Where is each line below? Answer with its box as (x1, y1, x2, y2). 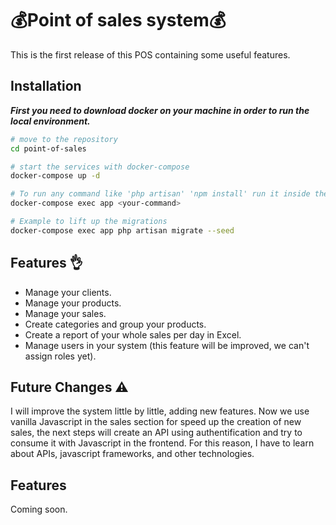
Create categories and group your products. (24, 318, 207, 330)
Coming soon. (10, 503, 68, 516)
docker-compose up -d (10, 171, 101, 181)
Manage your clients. (24, 286, 112, 298)
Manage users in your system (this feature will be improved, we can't (24, 339, 310, 351)
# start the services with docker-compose (10, 162, 190, 172)
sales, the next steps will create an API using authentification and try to (10, 427, 303, 439)
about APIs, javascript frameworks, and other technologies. (10, 448, 255, 460)
